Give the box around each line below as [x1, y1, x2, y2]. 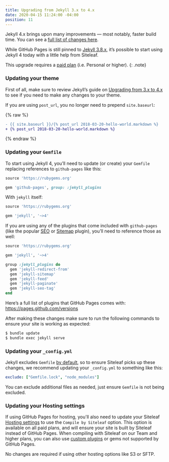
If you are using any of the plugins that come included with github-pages [5, 223, 158, 229]
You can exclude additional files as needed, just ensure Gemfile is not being [5, 384, 164, 390]
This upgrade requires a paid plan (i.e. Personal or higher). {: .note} [5, 62, 147, 68]
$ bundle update [5, 331, 40, 336]
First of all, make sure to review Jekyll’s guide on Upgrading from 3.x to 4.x [5, 86, 163, 92]
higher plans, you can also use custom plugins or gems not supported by [5, 436, 159, 442]
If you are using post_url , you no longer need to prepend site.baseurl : [5, 102, 156, 108]
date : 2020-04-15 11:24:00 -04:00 [5, 12, 79, 17]
